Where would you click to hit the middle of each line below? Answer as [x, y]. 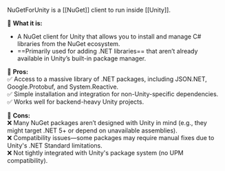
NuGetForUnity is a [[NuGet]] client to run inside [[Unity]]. [89, 10]
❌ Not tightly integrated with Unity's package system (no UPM [95, 153]
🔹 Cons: [19, 115]
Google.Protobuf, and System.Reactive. [63, 87]
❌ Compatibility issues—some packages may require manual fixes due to [111, 138]
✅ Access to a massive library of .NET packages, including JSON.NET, [107, 79]
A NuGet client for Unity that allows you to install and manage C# [109, 36]
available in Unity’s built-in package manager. [82, 58]
